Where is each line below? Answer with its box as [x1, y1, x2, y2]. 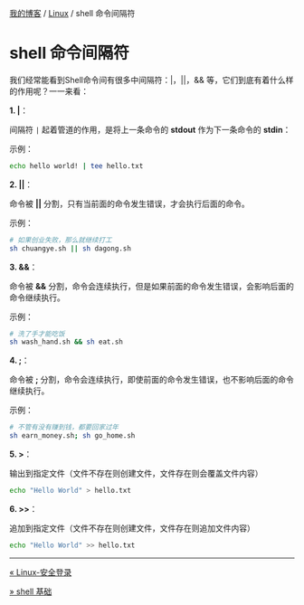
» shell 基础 [9, 586, 52, 597]
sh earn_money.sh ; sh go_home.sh [9, 431, 136, 440]
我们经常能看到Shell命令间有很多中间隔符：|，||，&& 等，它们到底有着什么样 [9, 74, 294, 85]
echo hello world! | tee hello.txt [9, 161, 144, 170]
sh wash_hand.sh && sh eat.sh [9, 337, 124, 346]
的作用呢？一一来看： [9, 85, 89, 97]
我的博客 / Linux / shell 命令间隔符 [9, 8, 136, 18]
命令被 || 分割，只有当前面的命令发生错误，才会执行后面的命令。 [9, 198, 251, 209]
